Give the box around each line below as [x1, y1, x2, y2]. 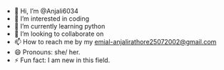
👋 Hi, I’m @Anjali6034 [14, 7, 78, 15]
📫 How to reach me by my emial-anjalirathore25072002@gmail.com [14, 38, 217, 46]
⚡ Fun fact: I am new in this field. [14, 56, 111, 64]
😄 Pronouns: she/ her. [14, 48, 81, 56]
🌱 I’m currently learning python [14, 22, 106, 30]
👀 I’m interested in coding [14, 14, 90, 23]
